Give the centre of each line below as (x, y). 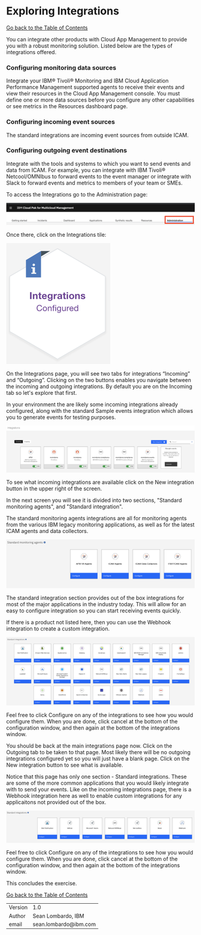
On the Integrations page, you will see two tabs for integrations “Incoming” (98, 373)
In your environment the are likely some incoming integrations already (92, 404)
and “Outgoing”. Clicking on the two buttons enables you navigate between (99, 380)
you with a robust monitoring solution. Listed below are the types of (89, 46)
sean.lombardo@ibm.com (64, 924)
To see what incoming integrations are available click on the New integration (100, 483)
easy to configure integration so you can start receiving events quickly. (94, 611)
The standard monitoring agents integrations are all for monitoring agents (97, 519)
